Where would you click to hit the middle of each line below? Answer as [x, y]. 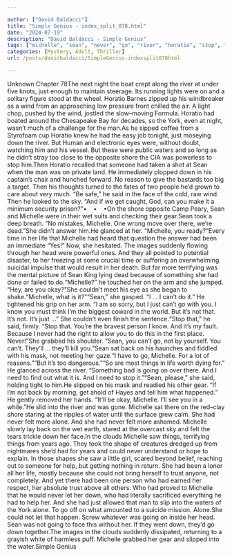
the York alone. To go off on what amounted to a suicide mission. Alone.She [115, 509]
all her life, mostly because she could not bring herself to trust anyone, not [113, 473]
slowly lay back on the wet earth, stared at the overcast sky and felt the [109, 428]
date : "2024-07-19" [35, 32]
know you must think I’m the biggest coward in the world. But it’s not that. [112, 311]
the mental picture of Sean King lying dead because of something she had [113, 274]
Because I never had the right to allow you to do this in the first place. [106, 333]
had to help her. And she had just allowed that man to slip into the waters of [115, 502]
